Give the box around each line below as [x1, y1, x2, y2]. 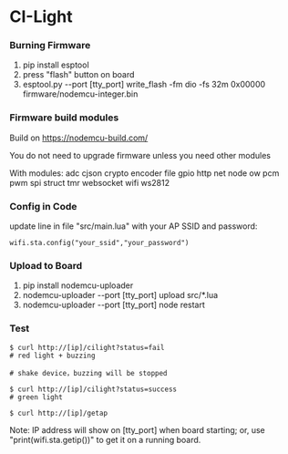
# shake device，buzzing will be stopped [9, 368, 168, 377]
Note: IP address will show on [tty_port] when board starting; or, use [9, 424, 266, 435]
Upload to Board [9, 260, 83, 272]
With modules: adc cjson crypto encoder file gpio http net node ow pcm [9, 167, 280, 179]
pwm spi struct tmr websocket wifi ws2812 [9, 177, 170, 188]
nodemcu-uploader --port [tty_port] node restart [22, 299, 205, 311]
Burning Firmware [9, 39, 91, 52]
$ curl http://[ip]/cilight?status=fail [9, 343, 166, 352]
